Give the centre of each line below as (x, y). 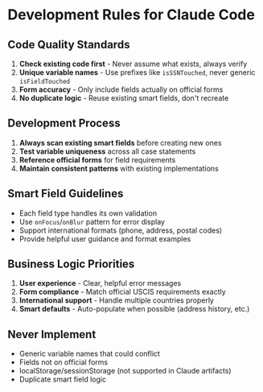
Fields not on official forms (64, 362)
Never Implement (52, 334)
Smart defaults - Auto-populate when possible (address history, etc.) (134, 309)
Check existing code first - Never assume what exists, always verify (133, 64)
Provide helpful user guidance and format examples (105, 238)
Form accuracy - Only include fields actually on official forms (121, 89)
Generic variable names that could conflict (89, 354)
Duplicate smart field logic (62, 379)
